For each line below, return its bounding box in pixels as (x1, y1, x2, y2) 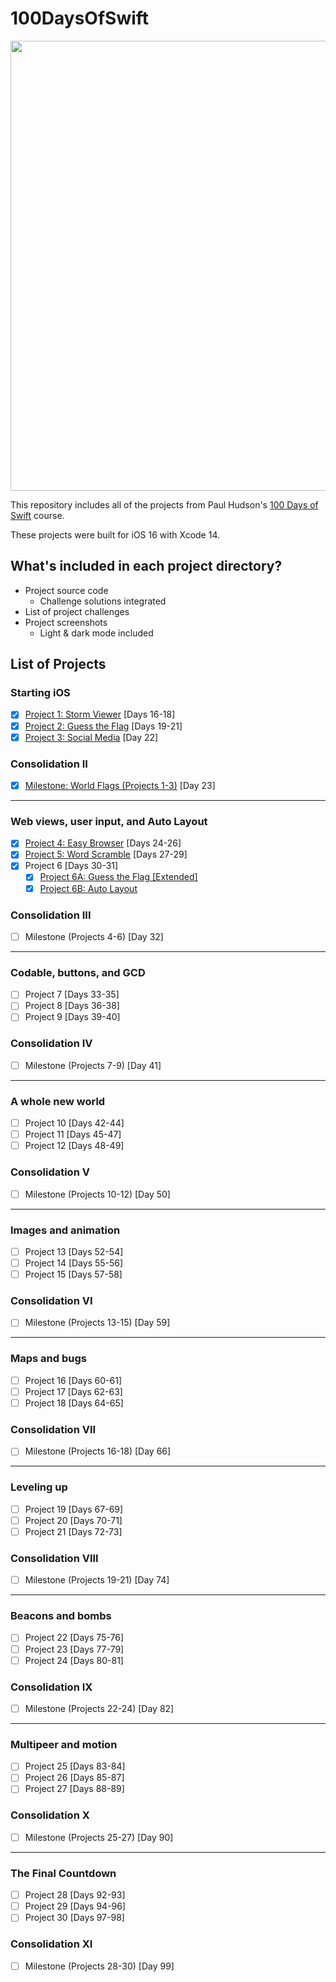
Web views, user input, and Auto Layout (10, 814, 208, 828)
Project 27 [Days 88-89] (24, 1783, 125, 1795)
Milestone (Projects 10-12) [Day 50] (24, 1188, 171, 1200)
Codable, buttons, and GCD (10, 965, 146, 979)
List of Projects (10, 656, 107, 673)
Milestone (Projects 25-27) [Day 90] (24, 1831, 174, 1843)
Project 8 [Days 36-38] (24, 1000, 120, 1012)
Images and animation (10, 1223, 121, 1237)
